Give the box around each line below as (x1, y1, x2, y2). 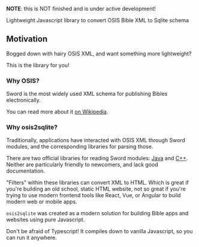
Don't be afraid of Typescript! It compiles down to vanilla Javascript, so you (6, 228, 193, 235)
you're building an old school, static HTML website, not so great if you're (6, 185, 186, 192)
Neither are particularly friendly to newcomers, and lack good (6, 161, 158, 168)
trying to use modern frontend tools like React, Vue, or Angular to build (6, 192, 181, 199)
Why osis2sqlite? (6, 123, 58, 131)
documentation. (6, 167, 46, 174)
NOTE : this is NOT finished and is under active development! (6, 5, 156, 12)
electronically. (6, 97, 41, 104)
